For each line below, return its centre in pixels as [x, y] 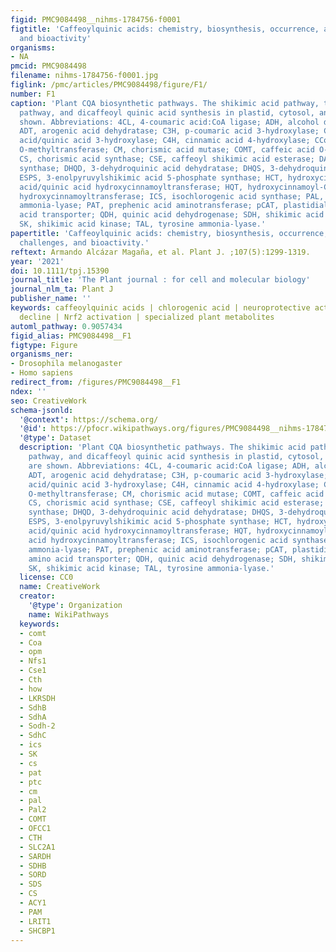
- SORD [33, 875]
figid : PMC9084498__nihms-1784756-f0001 [96, 19]
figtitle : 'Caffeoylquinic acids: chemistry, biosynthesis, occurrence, [165, 29]
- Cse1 [33, 671]
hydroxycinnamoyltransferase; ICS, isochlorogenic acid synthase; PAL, [172, 196]
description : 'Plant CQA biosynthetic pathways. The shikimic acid [163, 447]
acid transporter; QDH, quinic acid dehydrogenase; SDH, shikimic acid [172, 215]
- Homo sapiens [42, 373]
